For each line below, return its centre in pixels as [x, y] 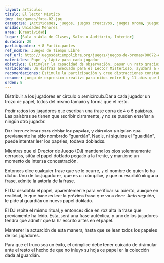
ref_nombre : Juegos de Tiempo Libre [42, 50]
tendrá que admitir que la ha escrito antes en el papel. [59, 220]
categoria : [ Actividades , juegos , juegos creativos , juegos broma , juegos [83, 23]
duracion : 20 [18, 42]
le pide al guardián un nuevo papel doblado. [49, 200]
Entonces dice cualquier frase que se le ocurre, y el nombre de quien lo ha [80, 170]
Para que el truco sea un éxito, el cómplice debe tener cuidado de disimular [81, 244]
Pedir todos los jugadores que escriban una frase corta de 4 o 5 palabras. [79, 111]
